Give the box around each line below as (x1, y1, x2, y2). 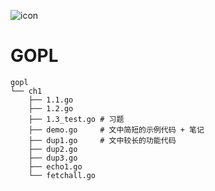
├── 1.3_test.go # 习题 (28, 114, 125, 124)
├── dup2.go (28, 144, 78, 154)
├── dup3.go (28, 153, 78, 163)
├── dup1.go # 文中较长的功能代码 (28, 135, 177, 145)
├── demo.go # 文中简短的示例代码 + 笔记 (28, 125, 205, 135)
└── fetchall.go (28, 170, 97, 180)
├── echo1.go (28, 161, 83, 172)
